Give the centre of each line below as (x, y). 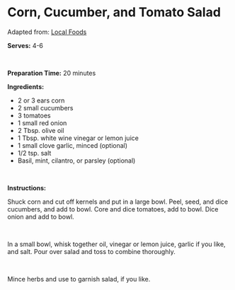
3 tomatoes (34, 115)
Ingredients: (26, 86)
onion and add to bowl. (41, 216)
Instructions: (27, 187)
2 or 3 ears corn (41, 100)
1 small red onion (42, 123)
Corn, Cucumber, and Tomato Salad (114, 12)
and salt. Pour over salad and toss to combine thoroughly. (91, 251)
